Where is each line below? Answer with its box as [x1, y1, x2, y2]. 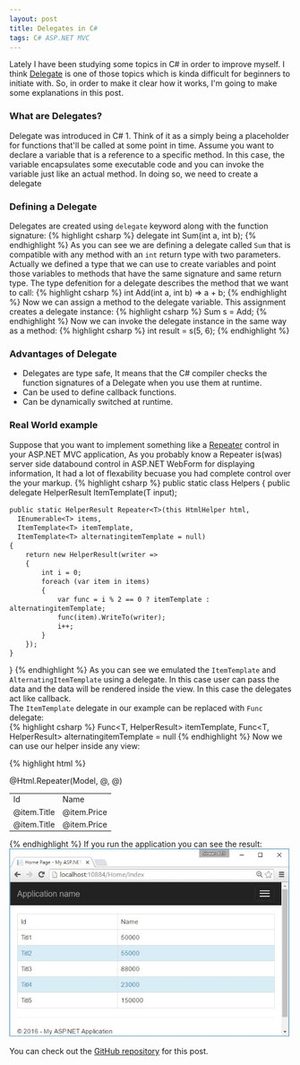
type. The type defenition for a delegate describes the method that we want [9, 278, 289, 288]
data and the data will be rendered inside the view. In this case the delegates [9, 683, 292, 694]
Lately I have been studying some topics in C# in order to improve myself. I [9, 59, 285, 70]
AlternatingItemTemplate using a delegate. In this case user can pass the [9, 674, 280, 684]
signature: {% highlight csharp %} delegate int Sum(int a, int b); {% [9, 229, 257, 241]
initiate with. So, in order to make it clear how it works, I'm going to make [9, 78, 278, 89]
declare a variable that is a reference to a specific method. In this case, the [9, 149, 285, 160]
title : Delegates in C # [9, 23, 99, 33]
